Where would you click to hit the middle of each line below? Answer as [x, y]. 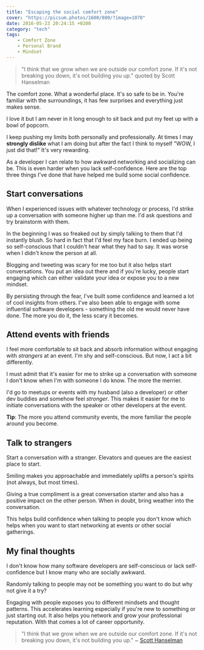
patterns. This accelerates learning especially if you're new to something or [101, 609]
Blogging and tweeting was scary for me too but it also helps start [89, 265]
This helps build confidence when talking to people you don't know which [99, 519]
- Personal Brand [39, 46]
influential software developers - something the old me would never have [98, 309]
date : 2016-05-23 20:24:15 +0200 [49, 23]
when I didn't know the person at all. [52, 253]
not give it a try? [26, 590]
